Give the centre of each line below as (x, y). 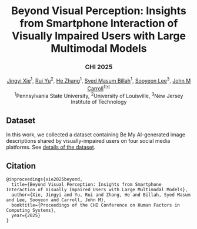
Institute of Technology (99, 102)
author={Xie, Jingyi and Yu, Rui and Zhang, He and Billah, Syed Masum (101, 195)
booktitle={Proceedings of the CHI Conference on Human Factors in (96, 205)
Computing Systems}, (31, 211)
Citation (21, 166)
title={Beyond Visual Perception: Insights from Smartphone (86, 185)
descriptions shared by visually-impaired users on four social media (88, 141)
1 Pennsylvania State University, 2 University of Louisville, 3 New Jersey (99, 95)
